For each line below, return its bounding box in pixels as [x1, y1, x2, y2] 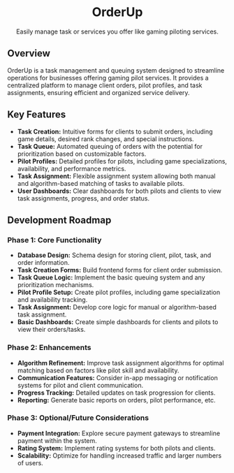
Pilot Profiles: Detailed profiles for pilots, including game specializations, [17, 157, 227, 165]
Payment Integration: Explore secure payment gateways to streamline [17, 429, 221, 437]
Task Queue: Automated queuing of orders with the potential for [17, 142, 203, 150]
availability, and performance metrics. [17, 164, 126, 173]
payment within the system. [17, 436, 98, 444]
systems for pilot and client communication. [17, 381, 144, 389]
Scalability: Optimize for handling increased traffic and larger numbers [17, 451, 222, 460]
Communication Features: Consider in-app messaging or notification [17, 373, 218, 381]
